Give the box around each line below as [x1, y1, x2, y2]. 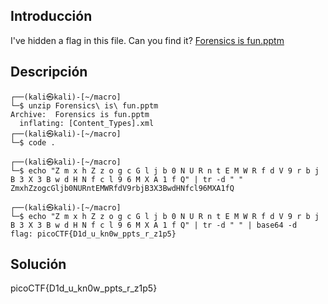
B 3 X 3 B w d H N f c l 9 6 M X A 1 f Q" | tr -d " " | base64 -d [10, 220, 298, 230]
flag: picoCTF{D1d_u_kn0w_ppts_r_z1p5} [10, 229, 177, 239]
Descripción [10, 64, 88, 81]
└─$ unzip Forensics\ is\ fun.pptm [10, 100, 159, 111]
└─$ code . [10, 137, 56, 148]
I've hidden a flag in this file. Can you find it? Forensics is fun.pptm [10, 34, 285, 46]
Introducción [10, 8, 93, 25]
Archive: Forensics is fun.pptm [10, 109, 150, 119]
